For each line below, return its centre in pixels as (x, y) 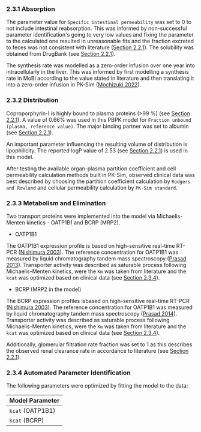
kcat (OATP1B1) (32, 411)
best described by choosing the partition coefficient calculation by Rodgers (98, 181)
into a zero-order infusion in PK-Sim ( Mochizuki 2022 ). (74, 85)
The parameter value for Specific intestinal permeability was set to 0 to (99, 22)
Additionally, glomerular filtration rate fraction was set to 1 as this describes (99, 344)
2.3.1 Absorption (31, 9)
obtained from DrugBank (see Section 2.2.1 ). (61, 54)
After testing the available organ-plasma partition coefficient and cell (91, 168)
